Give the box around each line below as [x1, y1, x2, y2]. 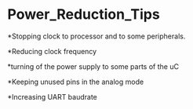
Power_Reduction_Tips [7, 5, 160, 24]
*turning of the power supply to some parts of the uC [7, 61, 180, 71]
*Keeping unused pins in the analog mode [7, 77, 144, 86]
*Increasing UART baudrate [7, 92, 97, 101]
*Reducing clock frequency [7, 46, 97, 56]
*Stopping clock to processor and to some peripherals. [7, 31, 186, 41]
